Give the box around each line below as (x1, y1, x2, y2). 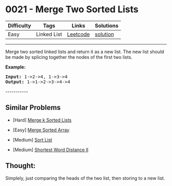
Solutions (94, 22, 119, 29)
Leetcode (67, 31, 90, 38)
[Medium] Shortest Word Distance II (12, 147, 89, 153)
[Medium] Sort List (12, 136, 52, 143)
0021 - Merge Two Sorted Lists (5, 4, 139, 15)
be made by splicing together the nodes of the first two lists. (5, 54, 133, 60)
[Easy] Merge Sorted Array (12, 127, 70, 133)
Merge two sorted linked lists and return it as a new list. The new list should (5, 49, 164, 55)
